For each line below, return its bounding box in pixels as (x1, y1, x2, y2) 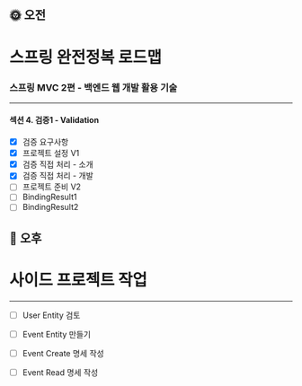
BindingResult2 (22, 202, 79, 213)
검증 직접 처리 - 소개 (22, 159, 94, 170)
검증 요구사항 (22, 136, 69, 147)
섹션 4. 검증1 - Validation (9, 115, 100, 126)
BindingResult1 (22, 191, 77, 203)
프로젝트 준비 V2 (22, 181, 82, 192)
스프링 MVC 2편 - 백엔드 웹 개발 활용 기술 (9, 81, 178, 93)
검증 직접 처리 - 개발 (22, 171, 94, 181)
